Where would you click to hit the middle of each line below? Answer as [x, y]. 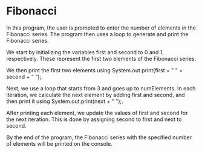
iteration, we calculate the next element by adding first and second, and [96, 95]
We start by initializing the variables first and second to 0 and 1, [85, 52]
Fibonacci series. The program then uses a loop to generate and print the [97, 34]
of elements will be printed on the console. [60, 143]
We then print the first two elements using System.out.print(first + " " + [95, 70]
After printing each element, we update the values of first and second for [97, 113]
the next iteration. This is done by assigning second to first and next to [94, 119]
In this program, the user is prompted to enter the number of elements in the [101, 28]
